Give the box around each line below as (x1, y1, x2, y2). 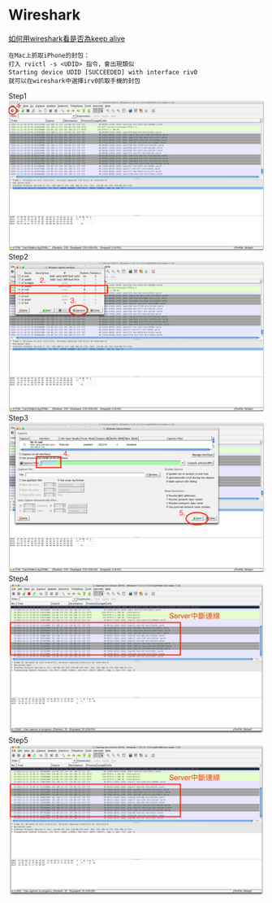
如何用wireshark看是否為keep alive (8, 33, 126, 43)
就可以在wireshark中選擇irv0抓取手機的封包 (8, 76, 140, 85)
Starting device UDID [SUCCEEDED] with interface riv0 (8, 68, 198, 76)
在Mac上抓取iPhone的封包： (8, 51, 90, 59)
